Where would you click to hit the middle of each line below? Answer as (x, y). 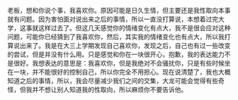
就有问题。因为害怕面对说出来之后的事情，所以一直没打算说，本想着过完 (113, 19)
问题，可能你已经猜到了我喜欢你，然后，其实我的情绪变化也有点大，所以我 (116, 37)
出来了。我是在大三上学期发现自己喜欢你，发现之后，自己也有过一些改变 (125, 45)
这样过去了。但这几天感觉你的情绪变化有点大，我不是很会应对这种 (134, 28)
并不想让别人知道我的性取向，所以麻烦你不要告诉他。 (109, 89)
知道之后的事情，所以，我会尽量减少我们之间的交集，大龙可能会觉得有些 (113, 81)
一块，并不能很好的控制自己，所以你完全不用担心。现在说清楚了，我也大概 (122, 72)
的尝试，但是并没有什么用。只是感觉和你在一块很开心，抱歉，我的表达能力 (116, 54)
